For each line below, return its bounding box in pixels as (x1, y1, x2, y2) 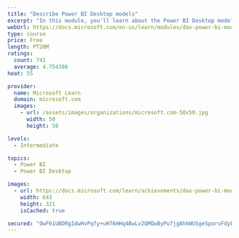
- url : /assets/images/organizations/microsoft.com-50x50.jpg (20, 109, 208, 117)
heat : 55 (7, 70, 33, 77)
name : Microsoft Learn (14, 90, 81, 97)
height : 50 (26, 122, 59, 129)
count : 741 (14, 57, 46, 64)
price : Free (7, 37, 43, 44)
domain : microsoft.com (14, 96, 81, 103)
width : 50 (26, 116, 55, 123)
